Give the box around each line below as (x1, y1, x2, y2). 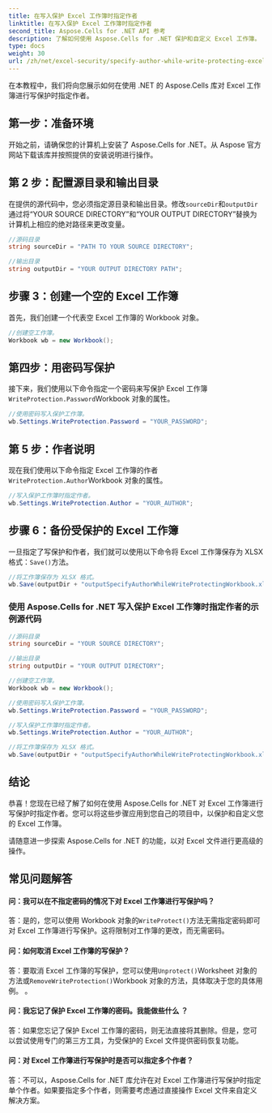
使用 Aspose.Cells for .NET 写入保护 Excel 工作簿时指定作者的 (8, 601, 251, 612)
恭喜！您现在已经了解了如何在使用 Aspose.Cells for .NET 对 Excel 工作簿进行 (8, 798, 263, 808)
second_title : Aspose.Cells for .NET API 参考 (8, 27, 166, 35)
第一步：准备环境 (8, 117, 94, 131)
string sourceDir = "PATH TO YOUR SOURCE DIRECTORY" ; (8, 243, 194, 251)
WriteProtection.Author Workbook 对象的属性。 (8, 475, 168, 485)
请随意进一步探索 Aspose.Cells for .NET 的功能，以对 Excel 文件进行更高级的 (8, 836, 263, 845)
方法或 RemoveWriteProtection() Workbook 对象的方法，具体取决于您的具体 (8, 975, 257, 986)
